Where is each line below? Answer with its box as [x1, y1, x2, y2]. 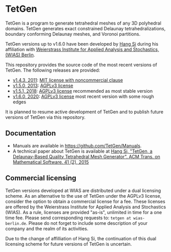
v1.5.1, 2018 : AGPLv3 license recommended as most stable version [12, 88, 153, 94]
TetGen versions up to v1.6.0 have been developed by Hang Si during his [5, 40, 159, 47]
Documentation [5, 129, 56, 138]
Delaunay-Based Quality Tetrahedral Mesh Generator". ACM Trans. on [12, 153, 160, 159]
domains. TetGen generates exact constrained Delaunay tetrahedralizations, [5, 25, 166, 31]
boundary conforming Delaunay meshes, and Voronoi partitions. [5, 31, 141, 37]
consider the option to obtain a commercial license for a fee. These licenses [5, 198, 165, 204]
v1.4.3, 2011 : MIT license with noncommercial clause [12, 77, 123, 83]
